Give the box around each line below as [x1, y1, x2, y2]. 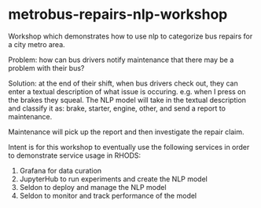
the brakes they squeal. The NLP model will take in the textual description [8, 95, 246, 104]
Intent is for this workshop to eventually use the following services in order [8, 142, 250, 151]
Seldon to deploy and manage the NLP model [19, 182, 167, 192]
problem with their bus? [8, 63, 85, 72]
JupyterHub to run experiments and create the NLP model [19, 174, 208, 184]
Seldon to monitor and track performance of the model [19, 191, 197, 200]
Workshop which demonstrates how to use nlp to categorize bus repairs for [8, 31, 253, 41]
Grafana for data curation [19, 166, 102, 175]
